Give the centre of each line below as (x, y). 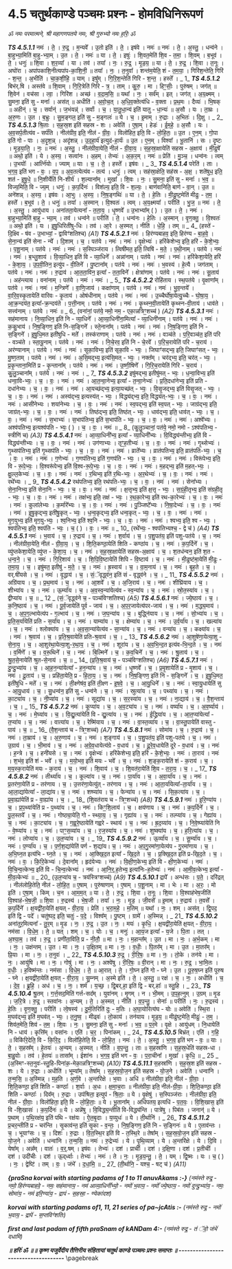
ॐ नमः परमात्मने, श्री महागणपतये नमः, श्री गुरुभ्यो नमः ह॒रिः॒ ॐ (72, 33)
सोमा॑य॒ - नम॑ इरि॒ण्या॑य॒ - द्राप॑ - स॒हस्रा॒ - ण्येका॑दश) (60, 1193)
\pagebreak (82, 1258)
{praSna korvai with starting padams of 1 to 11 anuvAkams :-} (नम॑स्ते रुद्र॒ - (112, 1177)
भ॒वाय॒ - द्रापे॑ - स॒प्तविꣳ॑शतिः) (37, 1215)
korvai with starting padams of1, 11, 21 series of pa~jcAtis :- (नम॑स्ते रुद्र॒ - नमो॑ (114, 1207)
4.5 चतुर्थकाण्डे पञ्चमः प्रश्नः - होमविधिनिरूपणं (105, 14)
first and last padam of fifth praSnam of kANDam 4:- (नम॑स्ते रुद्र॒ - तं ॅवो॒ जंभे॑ (113, 1228)
